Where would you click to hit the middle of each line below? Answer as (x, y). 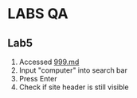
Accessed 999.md (49, 62)
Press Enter (38, 79)
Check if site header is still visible (74, 87)
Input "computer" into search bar (73, 70)
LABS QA (38, 14)
